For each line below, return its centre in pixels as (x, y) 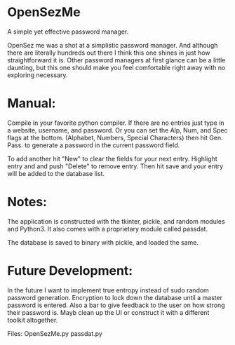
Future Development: (70, 271)
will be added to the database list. (56, 173)
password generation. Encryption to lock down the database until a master (115, 297)
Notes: (27, 202)
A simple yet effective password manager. (68, 32)
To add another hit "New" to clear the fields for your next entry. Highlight (112, 158)
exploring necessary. (38, 75)
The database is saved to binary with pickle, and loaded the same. (103, 242)
